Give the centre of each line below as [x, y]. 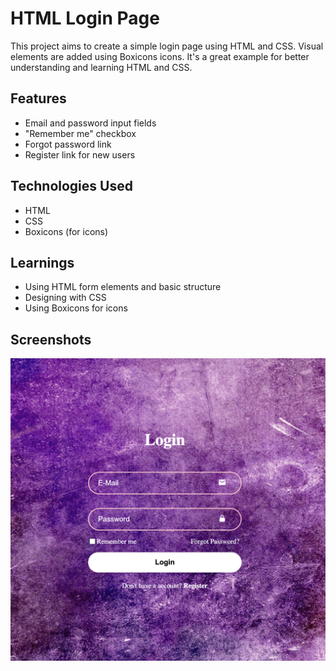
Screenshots [51, 339]
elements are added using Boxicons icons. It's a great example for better [160, 56]
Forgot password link [68, 144]
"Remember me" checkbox [80, 133]
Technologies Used [71, 186]
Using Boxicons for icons [76, 308]
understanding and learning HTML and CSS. [101, 67]
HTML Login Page [85, 18]
